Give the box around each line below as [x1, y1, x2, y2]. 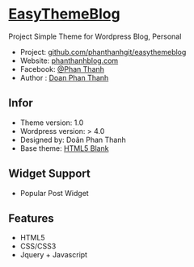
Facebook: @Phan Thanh [19, 64, 105, 73]
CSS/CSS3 [19, 241, 57, 251]
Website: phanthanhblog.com [19, 56, 119, 65]
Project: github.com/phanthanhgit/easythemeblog [19, 47, 187, 56]
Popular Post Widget [19, 188, 89, 198]
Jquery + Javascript [19, 250, 87, 260]
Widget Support [8, 167, 91, 181]
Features [8, 211, 54, 225]
